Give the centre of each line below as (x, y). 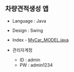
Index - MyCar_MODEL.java (40, 40)
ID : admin (30, 60)
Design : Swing (28, 30)
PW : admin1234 (36, 65)
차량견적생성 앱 (27, 9)
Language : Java (29, 21)
